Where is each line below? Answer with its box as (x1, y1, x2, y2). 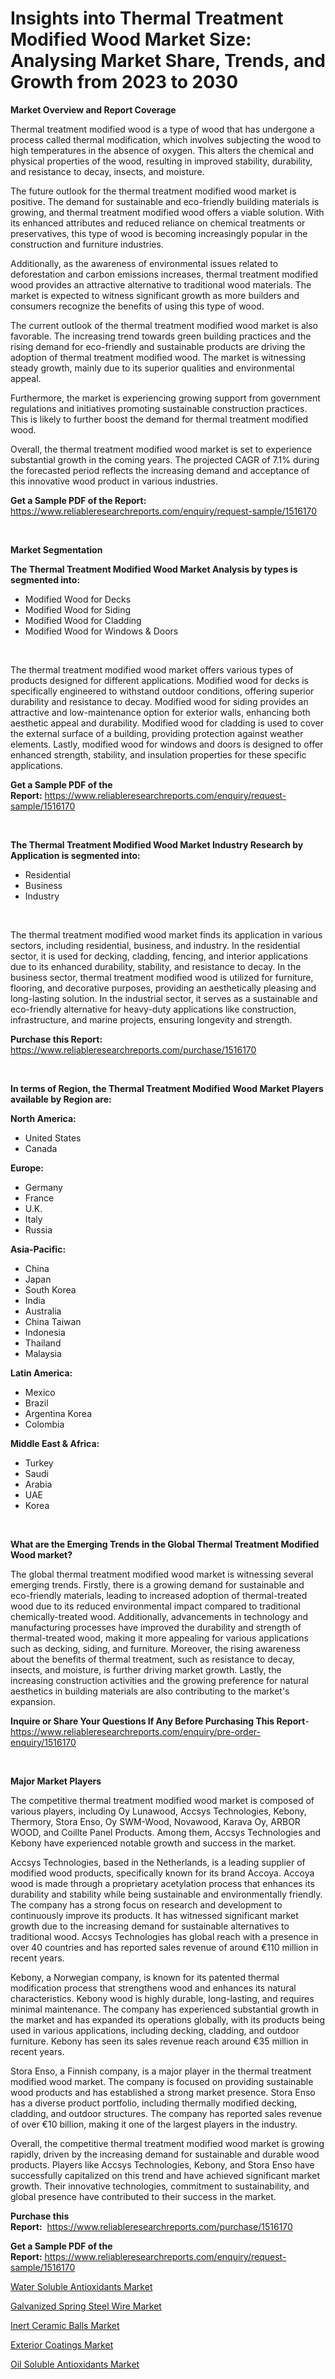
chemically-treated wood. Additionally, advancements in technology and (10, 1610, 308, 1622)
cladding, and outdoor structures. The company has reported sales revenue (10, 2107, 323, 2119)
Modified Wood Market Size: (10, 28, 252, 51)
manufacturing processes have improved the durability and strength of (10, 1621, 302, 1633)
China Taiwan (24, 1315, 82, 1327)
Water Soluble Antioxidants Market (10, 2280, 153, 2292)
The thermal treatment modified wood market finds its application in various (10, 928, 323, 941)
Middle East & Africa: (10, 1437, 100, 1449)
